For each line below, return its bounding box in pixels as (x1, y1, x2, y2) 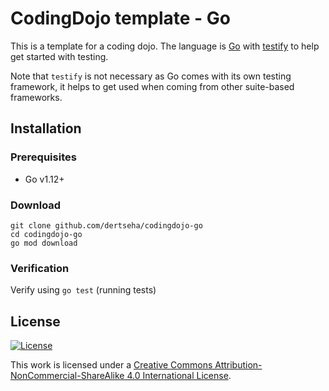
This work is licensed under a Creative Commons (10, 359, 213, 371)
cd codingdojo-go (10, 229, 83, 239)
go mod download (10, 238, 78, 248)
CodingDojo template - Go (10, 7, 231, 30)
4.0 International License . (126, 370, 232, 382)
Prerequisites (10, 150, 77, 164)
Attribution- (214, 359, 263, 371)
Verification (10, 261, 70, 275)
